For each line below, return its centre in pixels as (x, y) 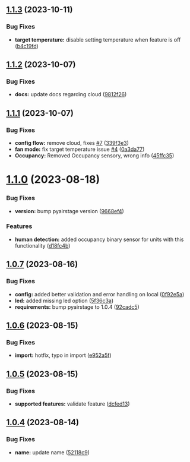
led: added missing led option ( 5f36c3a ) (64, 300)
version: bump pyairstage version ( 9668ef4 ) (69, 211)
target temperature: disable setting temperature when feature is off (98, 39)
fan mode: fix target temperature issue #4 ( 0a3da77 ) (80, 149)
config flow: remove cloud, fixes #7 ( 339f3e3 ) (72, 143)
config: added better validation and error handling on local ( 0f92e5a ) (99, 294)
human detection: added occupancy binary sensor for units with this (99, 239)
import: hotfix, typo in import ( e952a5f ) (63, 355)
